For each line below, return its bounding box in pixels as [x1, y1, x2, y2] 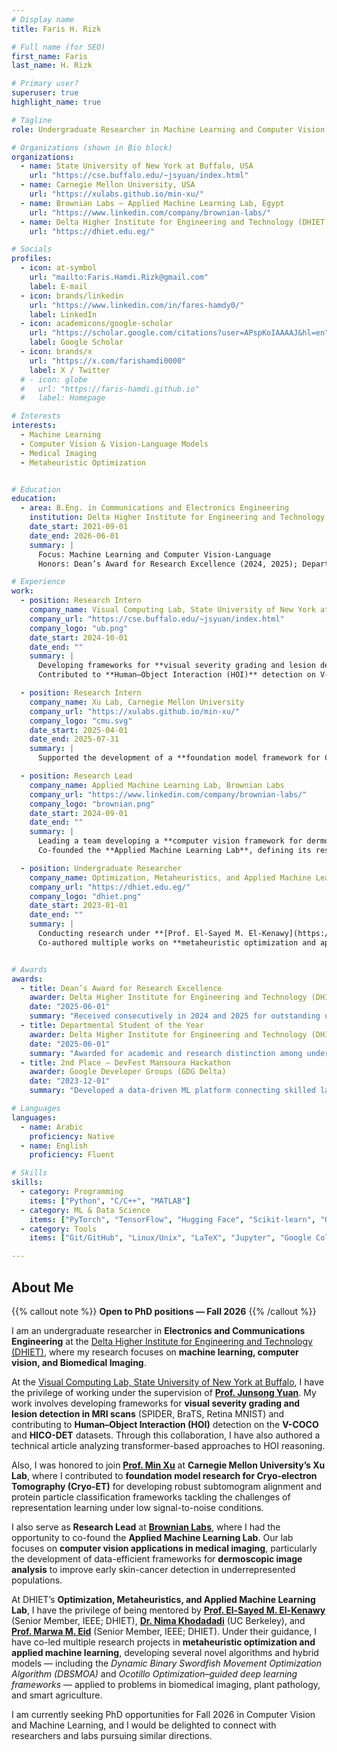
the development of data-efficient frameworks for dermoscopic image [11, 1552, 303, 1565]
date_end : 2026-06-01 [29, 531, 119, 541]
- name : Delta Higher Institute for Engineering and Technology [20, 217, 294, 227]
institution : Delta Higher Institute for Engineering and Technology [29, 512, 326, 523]
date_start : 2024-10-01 [29, 632, 129, 643]
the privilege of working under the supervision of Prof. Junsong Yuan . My [11, 1386, 317, 1398]
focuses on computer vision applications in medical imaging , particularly [11, 1542, 318, 1554]
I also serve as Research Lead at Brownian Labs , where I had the [11, 1521, 281, 1533]
